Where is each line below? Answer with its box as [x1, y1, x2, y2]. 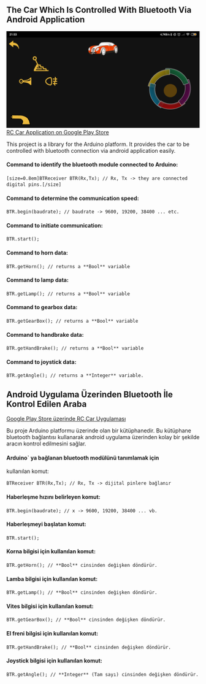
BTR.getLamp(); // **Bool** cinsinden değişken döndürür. [6, 590, 158, 596]
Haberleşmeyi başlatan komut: [6, 521, 86, 528]
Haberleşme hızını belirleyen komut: [6, 493, 101, 501]
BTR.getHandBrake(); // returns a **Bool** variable [6, 345, 144, 352]
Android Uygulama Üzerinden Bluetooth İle [6, 389, 173, 399]
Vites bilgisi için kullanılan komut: [6, 602, 94, 610]
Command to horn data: [6, 249, 69, 256]
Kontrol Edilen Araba [6, 399, 87, 409]
